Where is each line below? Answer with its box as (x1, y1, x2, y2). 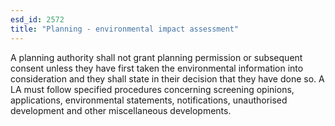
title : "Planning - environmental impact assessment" (10, 24, 240, 34)
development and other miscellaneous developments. (10, 104, 232, 116)
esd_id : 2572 (10, 14, 65, 25)
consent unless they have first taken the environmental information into (10, 62, 304, 74)
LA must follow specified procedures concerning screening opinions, (10, 83, 295, 95)
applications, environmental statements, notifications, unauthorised (10, 94, 288, 106)
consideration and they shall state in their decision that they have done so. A (10, 72, 325, 85)
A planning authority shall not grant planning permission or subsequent (10, 51, 303, 63)
